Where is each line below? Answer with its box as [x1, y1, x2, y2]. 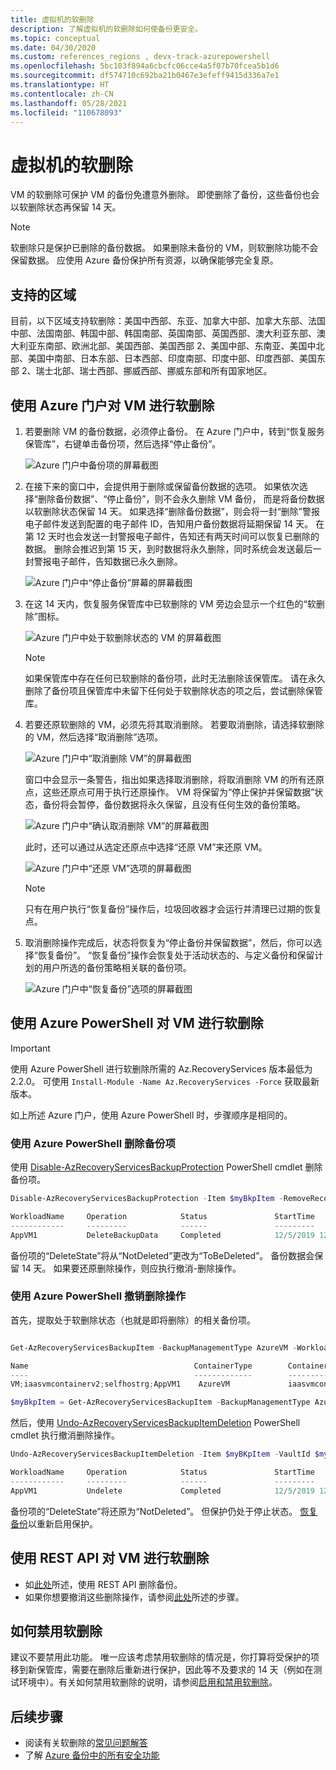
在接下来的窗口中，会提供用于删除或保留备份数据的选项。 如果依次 [24, 480, 300, 492]
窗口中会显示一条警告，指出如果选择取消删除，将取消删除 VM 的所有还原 [24, 773, 325, 785]
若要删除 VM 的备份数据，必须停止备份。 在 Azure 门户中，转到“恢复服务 [24, 425, 325, 437]
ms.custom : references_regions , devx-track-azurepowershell [10, 52, 271, 62]
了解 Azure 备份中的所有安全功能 [24, 1749, 160, 1761]
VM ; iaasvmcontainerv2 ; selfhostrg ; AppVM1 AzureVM [10, 1379, 230, 1390]
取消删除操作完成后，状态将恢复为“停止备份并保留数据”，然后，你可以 [24, 936, 314, 948]
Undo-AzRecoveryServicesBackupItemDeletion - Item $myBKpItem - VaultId [10, 1449, 311, 1460]
